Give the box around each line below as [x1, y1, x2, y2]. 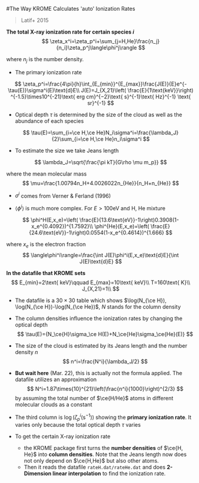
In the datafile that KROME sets [6, 269, 86, 276]
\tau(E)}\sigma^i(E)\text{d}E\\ [8, 86, 80, 93]
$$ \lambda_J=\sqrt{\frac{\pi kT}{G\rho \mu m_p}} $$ [34, 158, 167, 165]
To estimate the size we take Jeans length [14, 147, 119, 154]
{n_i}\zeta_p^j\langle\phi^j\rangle [56, 44, 137, 51]
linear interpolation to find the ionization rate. [52, 470, 166, 477]
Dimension [23, 470, 52, 477]
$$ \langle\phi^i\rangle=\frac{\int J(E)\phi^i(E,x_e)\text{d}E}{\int [22, 251, 179, 258]
